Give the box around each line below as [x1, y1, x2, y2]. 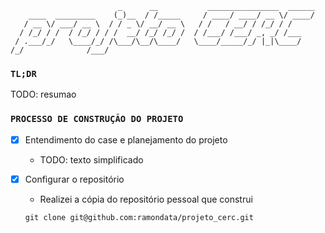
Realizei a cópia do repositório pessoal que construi [39, 193, 253, 205]
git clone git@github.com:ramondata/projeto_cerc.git [24, 212, 254, 222]
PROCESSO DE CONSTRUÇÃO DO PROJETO [10, 113, 184, 125]
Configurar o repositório [24, 173, 125, 185]
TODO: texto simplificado [39, 153, 144, 166]
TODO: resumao [10, 88, 77, 101]
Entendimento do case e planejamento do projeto [24, 133, 228, 146]
